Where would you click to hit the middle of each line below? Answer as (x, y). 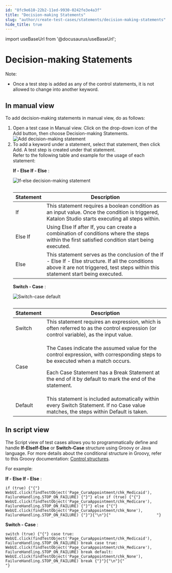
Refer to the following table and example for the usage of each (79, 155)
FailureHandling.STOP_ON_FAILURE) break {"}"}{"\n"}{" (65, 561)
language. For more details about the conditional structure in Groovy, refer (84, 453)
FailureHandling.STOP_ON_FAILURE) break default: (59, 552)
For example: (19, 469)
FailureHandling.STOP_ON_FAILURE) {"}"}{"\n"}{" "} (83, 515)
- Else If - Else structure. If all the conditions (100, 261)
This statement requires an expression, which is (104, 322)
